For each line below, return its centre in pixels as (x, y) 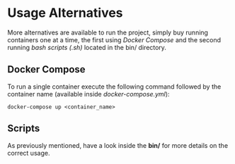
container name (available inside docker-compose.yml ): (88, 94)
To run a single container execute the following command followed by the (114, 87)
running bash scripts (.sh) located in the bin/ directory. (87, 47)
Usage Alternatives (65, 13)
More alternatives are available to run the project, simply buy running (108, 32)
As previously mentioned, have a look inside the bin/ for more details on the (118, 145)
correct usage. (29, 153)
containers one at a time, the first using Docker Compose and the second (114, 39)
